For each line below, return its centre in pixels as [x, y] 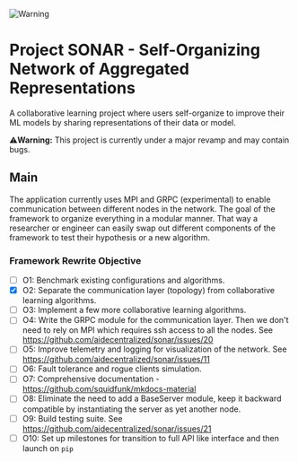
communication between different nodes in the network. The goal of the [142, 209]
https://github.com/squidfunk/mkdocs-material [109, 389]
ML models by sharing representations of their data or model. [123, 122]
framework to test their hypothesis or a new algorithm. [110, 237]
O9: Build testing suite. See [72, 418]
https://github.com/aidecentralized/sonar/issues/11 [116, 360]
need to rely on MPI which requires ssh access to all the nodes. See [148, 330]
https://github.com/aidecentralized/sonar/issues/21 [117, 428]
